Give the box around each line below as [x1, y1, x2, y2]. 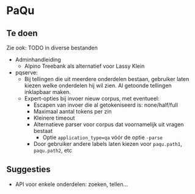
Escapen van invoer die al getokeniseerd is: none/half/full [33, 101, 178, 109]
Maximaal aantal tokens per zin [33, 108, 112, 115]
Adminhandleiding [15, 56, 61, 63]
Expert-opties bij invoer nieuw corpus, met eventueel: [24, 95, 160, 102]
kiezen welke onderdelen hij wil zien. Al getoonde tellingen [24, 82, 172, 89]
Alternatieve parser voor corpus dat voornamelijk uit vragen [33, 121, 185, 128]
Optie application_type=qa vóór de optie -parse [42, 134, 163, 141]
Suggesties [6, 164, 51, 174]
